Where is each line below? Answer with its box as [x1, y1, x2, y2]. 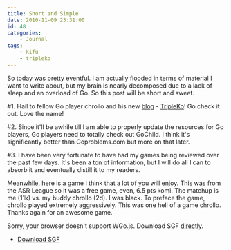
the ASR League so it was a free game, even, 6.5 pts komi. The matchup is [7, 186, 219, 194]
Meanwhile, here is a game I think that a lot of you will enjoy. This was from [7, 179, 221, 187]
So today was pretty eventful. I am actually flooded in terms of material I [7, 74, 212, 82]
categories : [7, 29, 41, 37]
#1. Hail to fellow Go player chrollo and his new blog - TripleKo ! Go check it [7, 102, 220, 110]
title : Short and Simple [7, 10, 79, 17]
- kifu [19, 49, 39, 56]
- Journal [19, 36, 48, 43]
